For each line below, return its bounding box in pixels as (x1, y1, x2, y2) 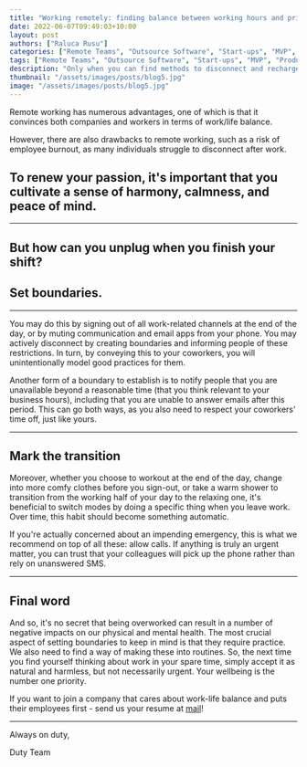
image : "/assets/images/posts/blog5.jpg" (9, 81, 170, 90)
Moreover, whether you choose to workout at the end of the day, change (9, 472, 283, 484)
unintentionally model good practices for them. (9, 357, 185, 368)
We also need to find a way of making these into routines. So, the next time (9, 646, 292, 657)
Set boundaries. (9, 285, 103, 301)
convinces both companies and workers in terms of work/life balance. (9, 116, 273, 127)
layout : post (9, 30, 59, 39)
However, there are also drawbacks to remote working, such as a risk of (9, 133, 281, 144)
